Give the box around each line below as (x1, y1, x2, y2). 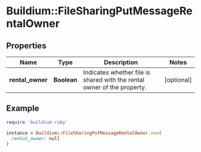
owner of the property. (83, 83, 147, 91)
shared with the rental (83, 76, 145, 84)
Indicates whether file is (83, 69, 151, 76)
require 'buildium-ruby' (6, 119, 68, 125)
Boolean (53, 76, 78, 84)
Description (103, 58, 138, 66)
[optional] (164, 76, 192, 84)
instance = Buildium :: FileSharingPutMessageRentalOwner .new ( (6, 130, 162, 136)
